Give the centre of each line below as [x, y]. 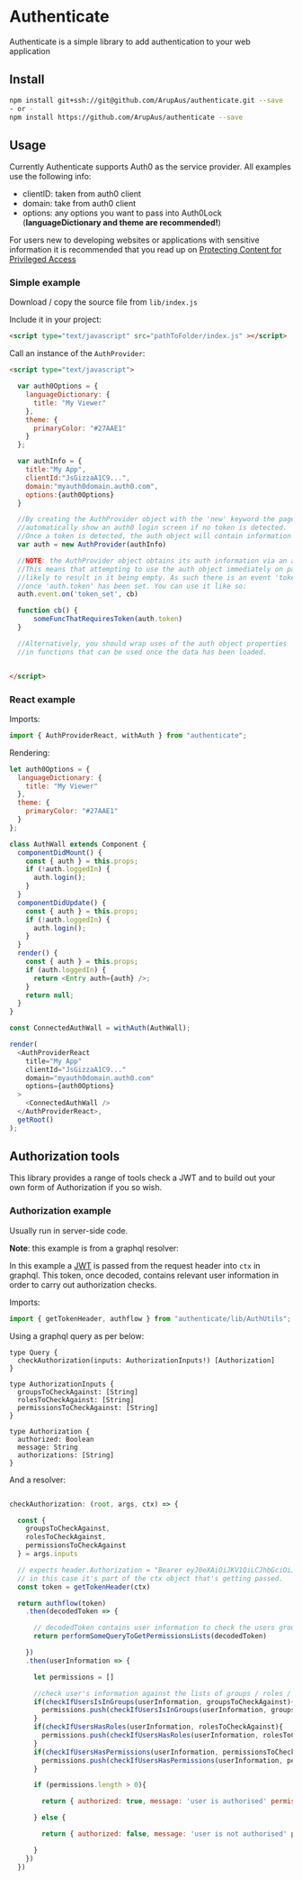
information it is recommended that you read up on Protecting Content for [146, 250]
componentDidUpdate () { [62, 903]
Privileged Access [43, 260]
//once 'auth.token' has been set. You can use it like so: [132, 586]
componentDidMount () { [60, 853]
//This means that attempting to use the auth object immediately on [150, 569]
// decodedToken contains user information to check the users [154, 1628]
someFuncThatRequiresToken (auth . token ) [107, 619]
